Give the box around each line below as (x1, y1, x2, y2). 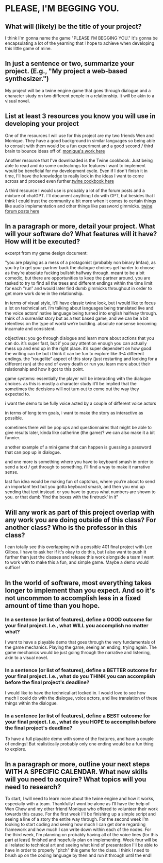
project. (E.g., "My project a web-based (5, 67, 128, 75)
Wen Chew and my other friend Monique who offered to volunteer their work (5, 806, 158, 812)
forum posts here (5, 208, 40, 214)
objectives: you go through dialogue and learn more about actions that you (5, 335, 154, 341)
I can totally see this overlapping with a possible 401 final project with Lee (5, 544, 153, 550)
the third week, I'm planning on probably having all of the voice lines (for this (5, 832, 158, 838)
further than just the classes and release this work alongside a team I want (5, 554, 154, 560)
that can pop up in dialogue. (5, 449, 61, 455)
